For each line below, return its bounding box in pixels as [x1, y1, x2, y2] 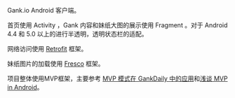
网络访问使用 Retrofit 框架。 [7, 45, 88, 52]
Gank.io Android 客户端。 [7, 6, 81, 14]
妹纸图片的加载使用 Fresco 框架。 [7, 59, 105, 68]
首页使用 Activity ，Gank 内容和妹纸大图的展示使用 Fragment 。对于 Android [7, 21, 228, 29]
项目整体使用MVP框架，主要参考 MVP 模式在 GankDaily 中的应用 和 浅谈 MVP [7, 74, 228, 83]
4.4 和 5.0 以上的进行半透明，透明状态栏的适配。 [7, 30, 148, 38]
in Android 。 [7, 83, 43, 91]
